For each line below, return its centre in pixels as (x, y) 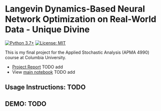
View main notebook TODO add (44, 72)
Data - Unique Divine (47, 30)
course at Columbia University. (36, 57)
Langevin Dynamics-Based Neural (75, 9)
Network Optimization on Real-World (81, 19)
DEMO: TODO (26, 103)
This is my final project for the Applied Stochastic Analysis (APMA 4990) (77, 52)
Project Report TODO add (37, 67)
